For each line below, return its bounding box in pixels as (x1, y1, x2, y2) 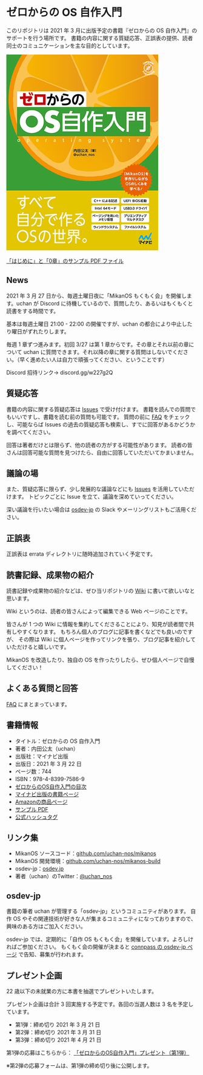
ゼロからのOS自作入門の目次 (15, 783, 87, 790)
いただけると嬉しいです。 (6, 643, 70, 650)
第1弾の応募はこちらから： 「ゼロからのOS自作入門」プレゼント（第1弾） (6, 1049, 190, 1057)
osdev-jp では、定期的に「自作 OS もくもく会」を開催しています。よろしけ (6, 936, 194, 943)
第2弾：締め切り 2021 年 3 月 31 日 (15, 1029, 102, 1036)
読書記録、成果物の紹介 (6, 570, 94, 580)
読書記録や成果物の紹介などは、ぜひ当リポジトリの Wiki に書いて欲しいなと (6, 587, 195, 594)
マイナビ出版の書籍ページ (15, 790, 79, 797)
